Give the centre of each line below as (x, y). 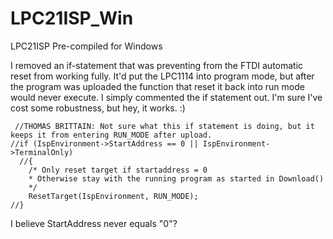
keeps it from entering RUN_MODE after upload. (111, 135)
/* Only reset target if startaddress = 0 (118, 170)
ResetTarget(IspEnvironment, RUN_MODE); (113, 196)
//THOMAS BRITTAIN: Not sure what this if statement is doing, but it (164, 126)
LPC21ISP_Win (72, 18)
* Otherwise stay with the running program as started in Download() (176, 178)
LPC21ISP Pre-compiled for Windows (86, 46)
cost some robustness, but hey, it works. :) (98, 108)
